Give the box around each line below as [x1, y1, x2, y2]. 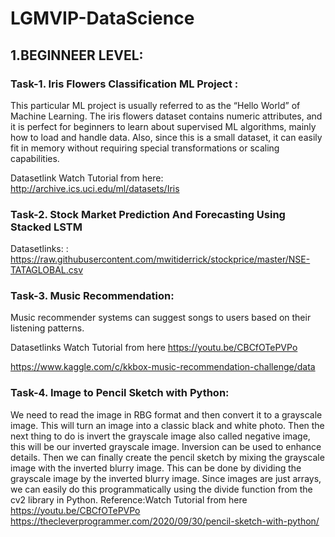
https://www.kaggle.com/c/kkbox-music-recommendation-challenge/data [10, 361, 316, 373]
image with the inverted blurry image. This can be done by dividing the [10, 462, 302, 474]
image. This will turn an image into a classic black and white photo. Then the [10, 419, 325, 431]
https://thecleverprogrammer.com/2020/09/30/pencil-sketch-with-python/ [10, 515, 320, 527]
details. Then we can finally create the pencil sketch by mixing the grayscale [10, 451, 325, 463]
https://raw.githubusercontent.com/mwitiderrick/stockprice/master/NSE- [10, 253, 311, 266]
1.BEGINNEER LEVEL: [10, 47, 144, 64]
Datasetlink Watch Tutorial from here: [10, 172, 164, 184]
